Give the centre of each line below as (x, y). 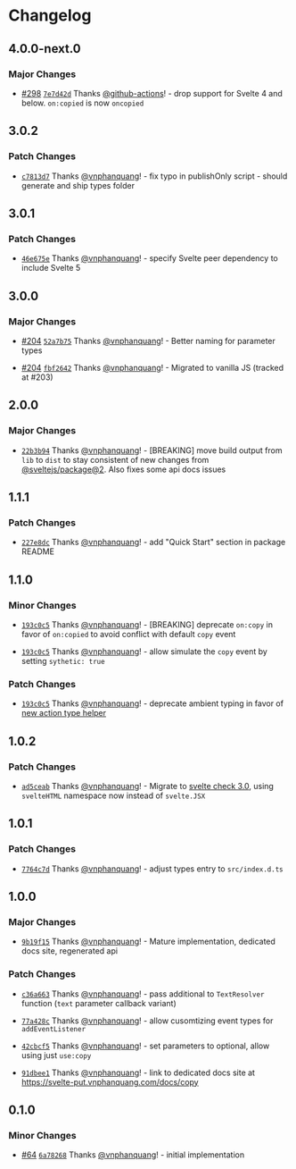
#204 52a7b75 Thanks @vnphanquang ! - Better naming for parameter (148, 341)
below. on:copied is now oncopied (82, 103)
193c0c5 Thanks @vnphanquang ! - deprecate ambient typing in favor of (152, 703)
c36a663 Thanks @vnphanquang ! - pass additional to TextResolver (143, 994)
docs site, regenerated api (69, 951)
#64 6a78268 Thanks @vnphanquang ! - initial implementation (133, 1155)
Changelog (50, 16)
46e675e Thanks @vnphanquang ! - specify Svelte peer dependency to (149, 258)
